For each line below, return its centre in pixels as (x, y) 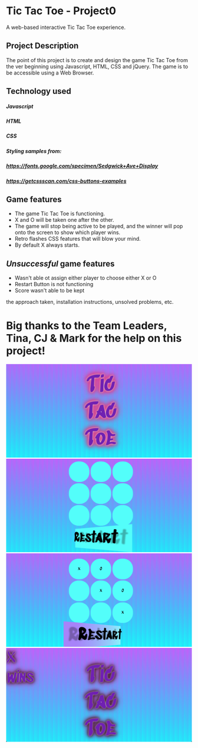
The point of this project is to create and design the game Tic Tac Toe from (97, 60)
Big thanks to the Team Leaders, (87, 326)
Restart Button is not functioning (54, 284)
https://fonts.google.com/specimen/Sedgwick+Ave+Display (82, 166)
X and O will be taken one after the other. (65, 220)
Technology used (39, 91)
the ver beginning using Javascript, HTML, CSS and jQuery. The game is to (97, 66)
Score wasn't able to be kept (49, 290)
